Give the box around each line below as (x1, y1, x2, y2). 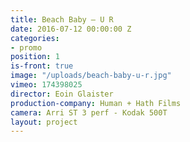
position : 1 (10, 52, 60, 62)
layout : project (10, 117, 78, 127)
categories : (10, 33, 60, 43)
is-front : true (10, 61, 74, 71)
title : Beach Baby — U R (10, 14, 114, 25)
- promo (10, 42, 43, 53)
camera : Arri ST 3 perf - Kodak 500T (10, 107, 168, 118)
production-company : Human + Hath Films (10, 98, 182, 108)
